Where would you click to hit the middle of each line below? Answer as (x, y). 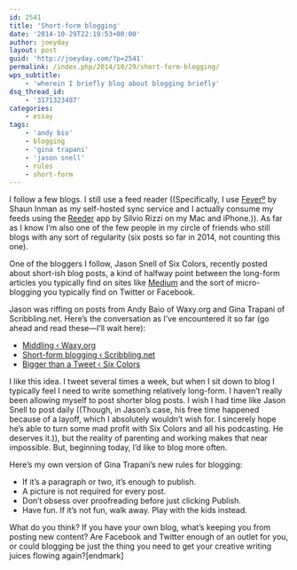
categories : (31, 108)
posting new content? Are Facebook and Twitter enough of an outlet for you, (149, 537)
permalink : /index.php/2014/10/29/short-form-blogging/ (114, 67)
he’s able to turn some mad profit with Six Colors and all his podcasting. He (146, 429)
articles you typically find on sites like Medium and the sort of (121, 283)
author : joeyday (39, 42)
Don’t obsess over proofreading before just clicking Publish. (132, 501)
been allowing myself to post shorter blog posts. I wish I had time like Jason (148, 400)
